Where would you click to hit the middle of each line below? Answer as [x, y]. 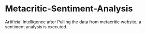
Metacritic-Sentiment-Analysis [69, 9]
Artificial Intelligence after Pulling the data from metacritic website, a [73, 22]
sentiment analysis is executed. [36, 26]
